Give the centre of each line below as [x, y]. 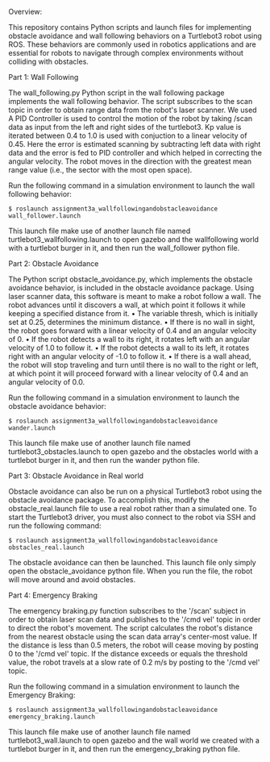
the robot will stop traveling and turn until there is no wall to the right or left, [133, 365]
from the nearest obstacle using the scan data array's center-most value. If [133, 637]
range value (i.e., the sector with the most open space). [100, 170]
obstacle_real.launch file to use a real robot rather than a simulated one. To [133, 508]
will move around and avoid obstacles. [72, 579]
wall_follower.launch [45, 216]
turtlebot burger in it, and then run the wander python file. [104, 460]
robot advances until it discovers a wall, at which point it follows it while [127, 305]
